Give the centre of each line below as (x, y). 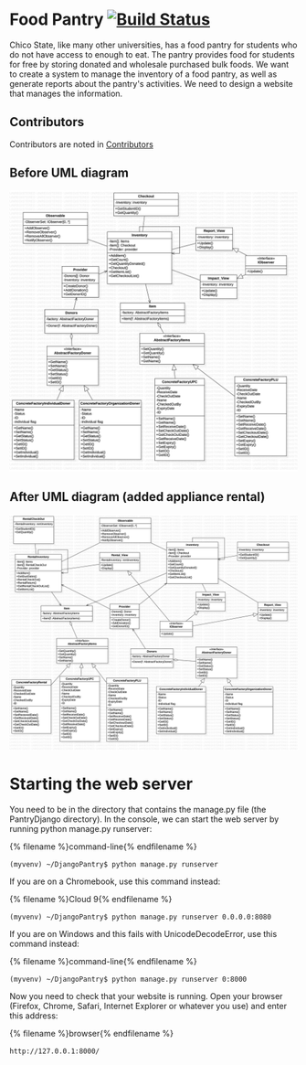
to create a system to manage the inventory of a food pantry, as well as (143, 74)
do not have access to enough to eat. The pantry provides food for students (152, 54)
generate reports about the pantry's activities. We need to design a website (152, 83)
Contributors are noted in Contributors (81, 144)
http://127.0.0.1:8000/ (55, 1051)
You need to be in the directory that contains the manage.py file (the (138, 809)
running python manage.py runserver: (81, 828)
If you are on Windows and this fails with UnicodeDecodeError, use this (143, 933)
